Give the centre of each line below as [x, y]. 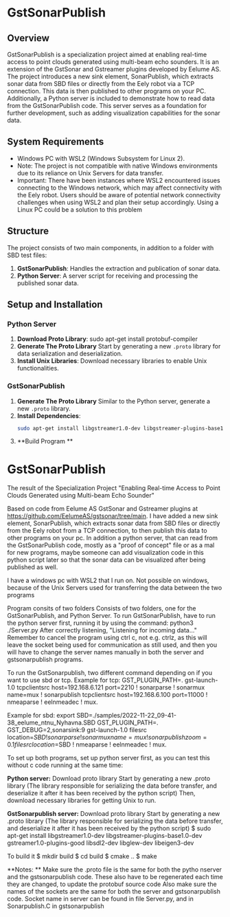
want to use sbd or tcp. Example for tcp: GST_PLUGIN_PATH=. [95, 680]
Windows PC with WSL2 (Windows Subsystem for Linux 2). [101, 158]
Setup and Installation [55, 305]
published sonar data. [48, 283]
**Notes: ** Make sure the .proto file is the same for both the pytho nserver [114, 870]
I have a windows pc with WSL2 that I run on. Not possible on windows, [108, 581]
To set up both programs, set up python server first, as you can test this [109, 758]
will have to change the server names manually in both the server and [106, 652]
